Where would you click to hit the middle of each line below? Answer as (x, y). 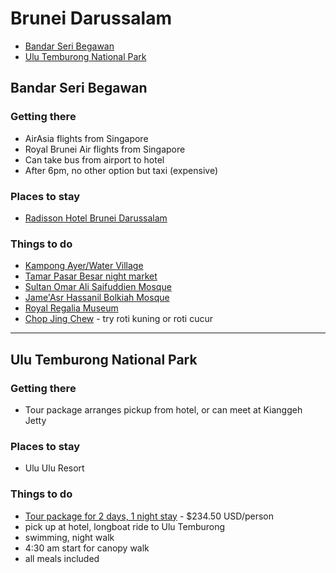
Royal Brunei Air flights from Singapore (105, 149)
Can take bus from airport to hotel (94, 159)
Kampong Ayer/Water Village (84, 266)
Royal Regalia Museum (71, 308)
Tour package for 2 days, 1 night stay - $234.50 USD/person (149, 516)
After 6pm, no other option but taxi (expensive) (121, 170)
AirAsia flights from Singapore (86, 138)
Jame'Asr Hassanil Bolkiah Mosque (97, 298)
